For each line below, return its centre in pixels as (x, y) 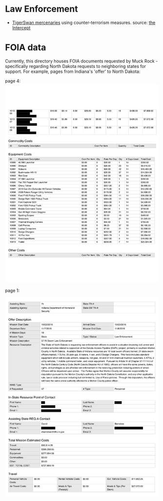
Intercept (21, 27)
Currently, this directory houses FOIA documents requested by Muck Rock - (81, 61)
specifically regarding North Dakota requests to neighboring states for (76, 66)
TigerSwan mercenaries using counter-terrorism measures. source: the (84, 22)
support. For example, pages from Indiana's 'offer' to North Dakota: (73, 71)
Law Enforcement (41, 9)
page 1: (12, 291)
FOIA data (26, 48)
